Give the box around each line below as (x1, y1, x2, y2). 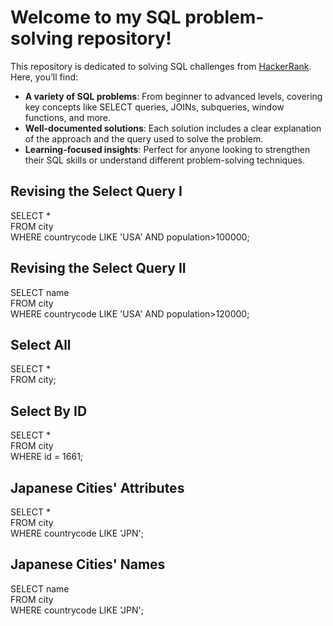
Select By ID (10, 402, 88, 420)
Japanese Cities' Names (10, 556, 166, 573)
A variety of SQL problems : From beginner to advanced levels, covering (24, 90, 323, 102)
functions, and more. (24, 111, 112, 123)
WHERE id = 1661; (10, 451, 84, 463)
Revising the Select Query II (10, 260, 187, 277)
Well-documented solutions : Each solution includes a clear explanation (24, 122, 322, 134)
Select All (10, 336, 72, 353)
